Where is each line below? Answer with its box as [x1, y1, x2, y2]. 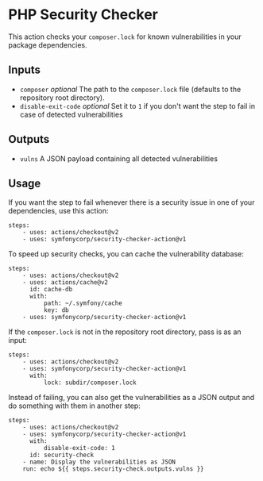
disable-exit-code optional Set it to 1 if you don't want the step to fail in [19, 101, 256, 110]
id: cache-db [29, 286, 73, 294]
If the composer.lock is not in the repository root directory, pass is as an [8, 327, 242, 337]
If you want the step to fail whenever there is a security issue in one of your [8, 198, 255, 207]
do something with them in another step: [8, 401, 141, 410]
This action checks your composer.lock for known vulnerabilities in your [8, 32, 242, 41]
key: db [43, 306, 69, 314]
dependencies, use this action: [8, 206, 109, 216]
